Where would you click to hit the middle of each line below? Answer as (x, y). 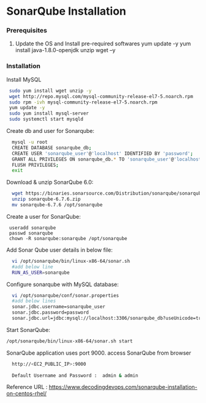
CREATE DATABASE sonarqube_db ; (52, 148)
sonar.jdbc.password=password (50, 313)
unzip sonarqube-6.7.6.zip (46, 199)
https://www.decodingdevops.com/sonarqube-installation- (123, 387)
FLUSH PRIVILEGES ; (36, 165)
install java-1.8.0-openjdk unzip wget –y (65, 50)
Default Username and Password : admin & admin (75, 375)
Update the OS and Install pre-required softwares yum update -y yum (103, 43)
